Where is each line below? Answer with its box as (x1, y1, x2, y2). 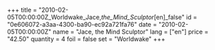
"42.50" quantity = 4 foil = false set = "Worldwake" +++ (7, 35, 165, 43)
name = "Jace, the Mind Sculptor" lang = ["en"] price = (52, 27, 209, 36)
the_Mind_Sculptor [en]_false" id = (101, 13, 198, 21)
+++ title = (7, 6, 38, 14)
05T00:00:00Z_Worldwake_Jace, (7, 13, 102, 21)
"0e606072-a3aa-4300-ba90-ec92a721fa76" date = (7, 21, 157, 28)
